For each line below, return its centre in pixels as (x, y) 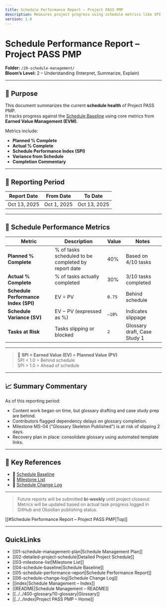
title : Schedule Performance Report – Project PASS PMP (64, 10)
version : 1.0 (19, 19)
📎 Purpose (22, 93)
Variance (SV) (25, 317)
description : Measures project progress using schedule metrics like (79, 14)
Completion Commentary (39, 162)
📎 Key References (33, 462)
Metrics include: (22, 131)
